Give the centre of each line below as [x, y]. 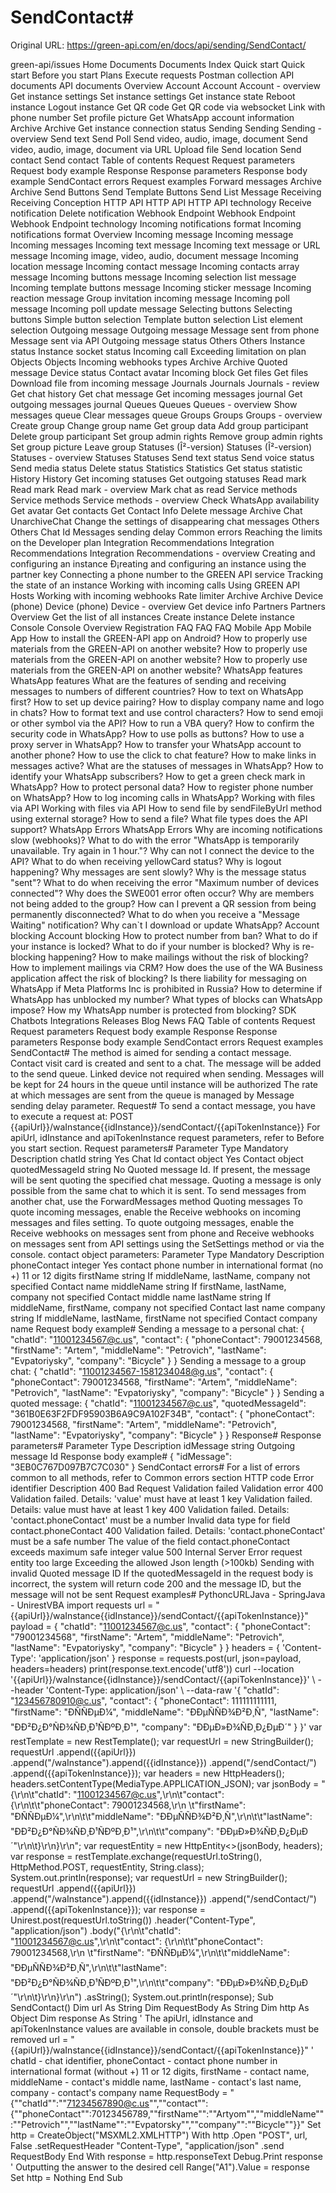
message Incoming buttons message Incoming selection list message [153, 277]
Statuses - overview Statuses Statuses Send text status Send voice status [162, 457]
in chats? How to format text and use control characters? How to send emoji [167, 712]
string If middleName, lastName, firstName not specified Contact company [164, 1318]
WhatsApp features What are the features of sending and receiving [148, 680]
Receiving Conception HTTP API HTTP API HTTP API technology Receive [161, 202]
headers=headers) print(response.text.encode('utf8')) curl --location [152, 1668]
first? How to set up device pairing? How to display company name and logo [167, 702]
